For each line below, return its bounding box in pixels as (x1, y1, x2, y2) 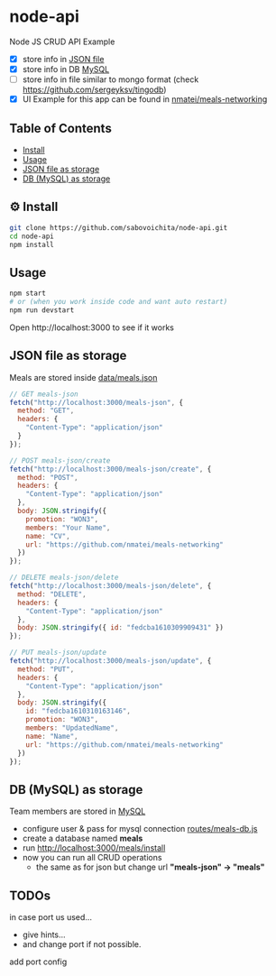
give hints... (22, 929, 66, 940)
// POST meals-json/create (9, 456, 111, 465)
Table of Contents (9, 120, 113, 136)
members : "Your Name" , (25, 523, 111, 532)
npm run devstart (9, 306, 75, 315)
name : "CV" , (25, 531, 70, 540)
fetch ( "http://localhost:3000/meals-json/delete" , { (9, 582, 212, 591)
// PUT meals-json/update (9, 648, 106, 658)
